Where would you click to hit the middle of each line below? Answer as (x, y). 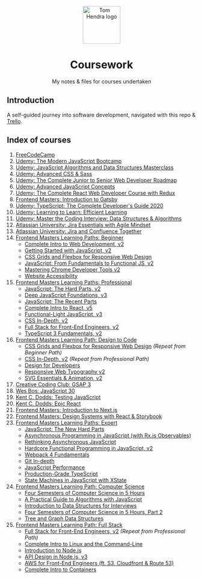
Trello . (15, 121)
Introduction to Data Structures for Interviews (81, 505)
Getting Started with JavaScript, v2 (68, 250)
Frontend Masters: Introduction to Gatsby (66, 199)
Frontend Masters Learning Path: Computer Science (80, 487)
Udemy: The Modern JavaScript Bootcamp (69, 161)
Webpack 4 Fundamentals (57, 454)
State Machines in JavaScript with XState (75, 480)
